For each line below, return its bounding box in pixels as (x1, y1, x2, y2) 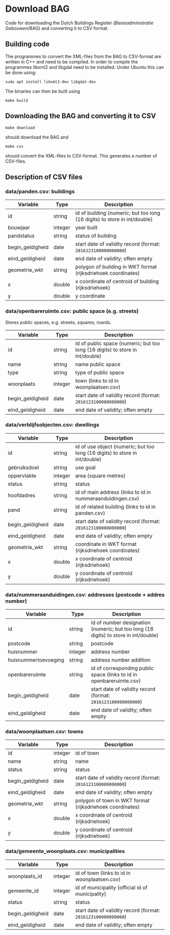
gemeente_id (8, 887, 39, 894)
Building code (5, 40, 50, 49)
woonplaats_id (8, 872, 42, 879)
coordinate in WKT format (75, 540, 137, 548)
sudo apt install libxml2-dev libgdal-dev (5, 79, 96, 84)
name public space (75, 361, 120, 368)
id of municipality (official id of (75, 884, 148, 891)
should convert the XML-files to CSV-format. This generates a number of (5, 152, 157, 159)
